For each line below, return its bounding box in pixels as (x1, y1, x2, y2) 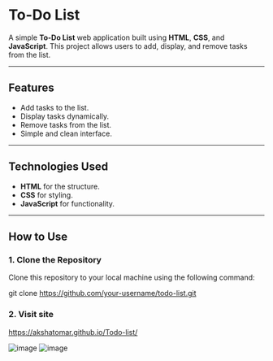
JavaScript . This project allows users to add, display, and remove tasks (8, 41, 248, 50)
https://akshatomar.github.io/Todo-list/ (8, 327, 138, 337)
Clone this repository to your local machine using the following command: (8, 272, 255, 282)
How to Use (8, 229, 68, 243)
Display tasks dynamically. (19, 111, 110, 121)
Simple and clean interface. (19, 128, 112, 138)
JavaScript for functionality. (19, 198, 115, 208)
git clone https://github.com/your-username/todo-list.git (8, 289, 197, 298)
